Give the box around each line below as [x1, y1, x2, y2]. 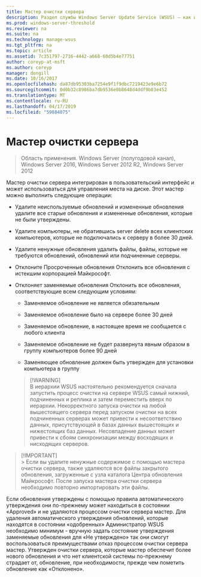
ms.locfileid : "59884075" [6, 109, 71, 115]
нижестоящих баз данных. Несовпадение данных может [29, 428, 175, 435]
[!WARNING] [29, 377, 61, 384]
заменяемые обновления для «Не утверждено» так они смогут [6, 534, 169, 541]
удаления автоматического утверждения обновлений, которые [6, 515, 169, 522]
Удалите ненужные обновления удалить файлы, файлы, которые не [14, 246, 188, 253]
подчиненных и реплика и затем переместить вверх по [29, 396, 172, 403]
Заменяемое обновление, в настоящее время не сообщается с [23, 323, 187, 330]
